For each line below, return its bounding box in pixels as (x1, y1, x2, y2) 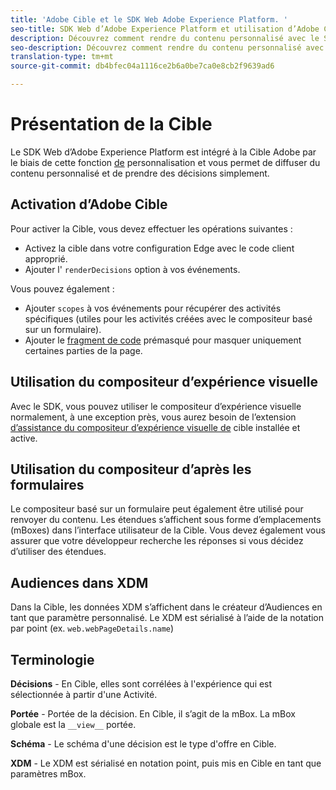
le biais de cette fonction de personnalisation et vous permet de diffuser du (10, 156, 321, 168)
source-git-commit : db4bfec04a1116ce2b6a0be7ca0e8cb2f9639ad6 (10, 61, 275, 71)
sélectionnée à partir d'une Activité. (10, 689, 158, 700)
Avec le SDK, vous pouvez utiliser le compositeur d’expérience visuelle (10, 400, 302, 412)
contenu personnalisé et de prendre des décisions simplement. (10, 167, 270, 179)
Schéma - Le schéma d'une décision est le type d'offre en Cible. (10, 738, 277, 750)
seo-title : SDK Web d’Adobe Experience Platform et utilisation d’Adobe (10, 24, 320, 34)
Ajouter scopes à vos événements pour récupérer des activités (24, 302, 282, 314)
